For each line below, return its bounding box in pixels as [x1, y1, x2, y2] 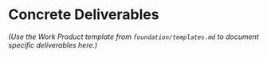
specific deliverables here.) [8, 40, 98, 49]
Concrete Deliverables [8, 6, 159, 24]
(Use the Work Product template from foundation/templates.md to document [8, 32, 259, 41]
